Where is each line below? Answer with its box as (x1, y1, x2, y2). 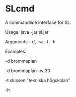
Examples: (5, 48, 26, 54)
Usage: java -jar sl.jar (5, 29, 49, 35)
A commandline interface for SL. (5, 19, 72, 25)
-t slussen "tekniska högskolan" (5, 77, 71, 83)
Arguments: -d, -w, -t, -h (5, 38, 56, 45)
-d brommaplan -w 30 (5, 68, 51, 74)
